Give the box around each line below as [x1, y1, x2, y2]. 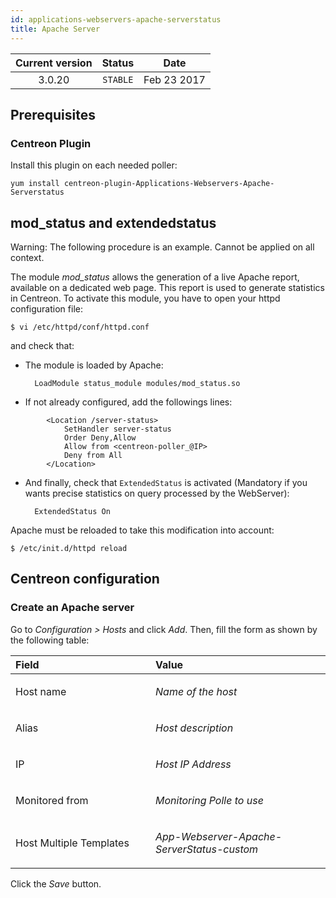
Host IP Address [155, 757, 232, 771]
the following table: [10, 634, 90, 646]
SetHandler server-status [63, 424, 172, 434]
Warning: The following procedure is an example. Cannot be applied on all [10, 241, 315, 253]
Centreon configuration [10, 571, 160, 588]
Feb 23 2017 [143, 72, 206, 86]
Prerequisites [10, 106, 96, 123]
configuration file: [10, 303, 83, 315]
